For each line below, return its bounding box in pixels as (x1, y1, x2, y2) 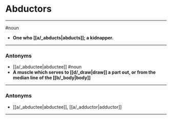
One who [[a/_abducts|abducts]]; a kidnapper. (12, 34, 114, 41)
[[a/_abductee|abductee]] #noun (12, 64, 82, 70)
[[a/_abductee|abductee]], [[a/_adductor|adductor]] (12, 104, 122, 110)
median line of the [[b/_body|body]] (12, 75, 91, 81)
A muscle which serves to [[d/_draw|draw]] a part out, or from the (12, 69, 156, 76)
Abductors (5, 3, 52, 15)
